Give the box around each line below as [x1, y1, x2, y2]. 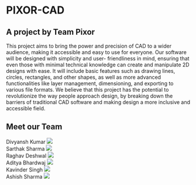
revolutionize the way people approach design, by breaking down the [6, 92, 173, 99]
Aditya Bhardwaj [6, 159, 46, 166]
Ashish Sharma [6, 173, 43, 180]
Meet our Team [6, 122, 63, 132]
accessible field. [6, 105, 46, 112]
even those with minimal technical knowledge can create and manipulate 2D [6, 61, 190, 68]
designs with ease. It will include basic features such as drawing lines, [6, 68, 176, 74]
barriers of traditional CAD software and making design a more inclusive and [6, 99, 191, 106]
